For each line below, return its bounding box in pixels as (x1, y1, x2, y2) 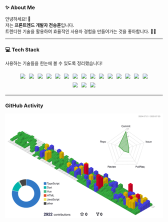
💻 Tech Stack (5, 46, 40, 53)
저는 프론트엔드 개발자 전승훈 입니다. (5, 22, 74, 28)
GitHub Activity (5, 102, 43, 109)
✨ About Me (5, 4, 35, 11)
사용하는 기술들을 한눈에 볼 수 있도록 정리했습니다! (5, 60, 103, 66)
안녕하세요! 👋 (5, 16, 31, 22)
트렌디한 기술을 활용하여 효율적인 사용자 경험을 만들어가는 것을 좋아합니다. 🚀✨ (5, 28, 156, 34)
